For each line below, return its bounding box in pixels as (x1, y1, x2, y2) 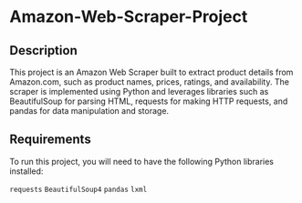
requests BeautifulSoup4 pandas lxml (9, 185, 148, 194)
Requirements (9, 132, 91, 147)
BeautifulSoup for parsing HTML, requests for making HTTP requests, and (9, 96, 288, 107)
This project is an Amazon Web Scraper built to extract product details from (9, 66, 294, 77)
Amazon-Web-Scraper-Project (9, 6, 248, 27)
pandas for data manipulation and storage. (9, 106, 170, 116)
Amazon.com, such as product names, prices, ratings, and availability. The (9, 76, 290, 87)
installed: (9, 166, 44, 177)
